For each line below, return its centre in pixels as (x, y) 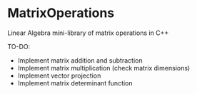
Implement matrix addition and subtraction (80, 60)
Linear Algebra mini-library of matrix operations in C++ (88, 33)
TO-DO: (19, 46)
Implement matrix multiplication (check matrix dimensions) (104, 68)
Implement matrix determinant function (75, 83)
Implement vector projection (59, 75)
